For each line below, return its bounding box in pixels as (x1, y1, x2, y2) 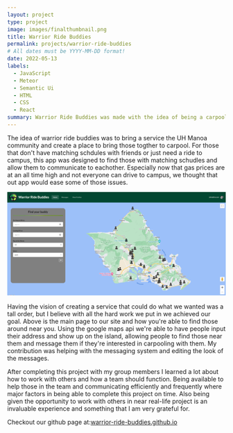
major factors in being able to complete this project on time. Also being (7, 389, 210, 398)
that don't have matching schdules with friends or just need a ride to (7, 148, 202, 156)
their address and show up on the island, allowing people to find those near (7, 332, 223, 340)
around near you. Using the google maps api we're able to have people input (7, 324, 226, 333)
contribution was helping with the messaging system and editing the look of (7, 346, 224, 354)
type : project (7, 18, 49, 26)
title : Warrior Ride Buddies (7, 33, 92, 40)
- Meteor (13, 77, 39, 84)
